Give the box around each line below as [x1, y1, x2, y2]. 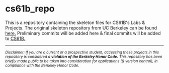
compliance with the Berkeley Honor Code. [5, 63, 79, 68]
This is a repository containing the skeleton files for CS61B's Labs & [5, 19, 145, 25]
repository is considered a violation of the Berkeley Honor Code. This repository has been [5, 54, 162, 59]
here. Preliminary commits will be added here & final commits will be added [5, 30, 161, 36]
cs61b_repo [5, 3, 55, 14]
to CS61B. [5, 35, 26, 41]
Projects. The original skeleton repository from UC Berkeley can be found [5, 24, 157, 30]
